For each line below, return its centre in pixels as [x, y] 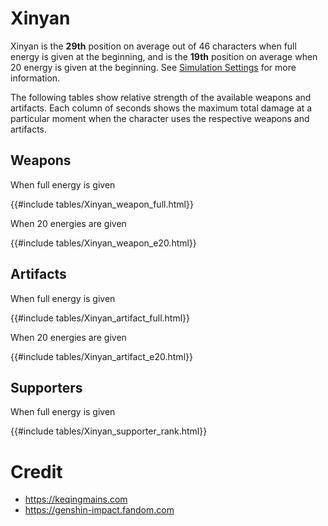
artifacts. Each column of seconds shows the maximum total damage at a [161, 108]
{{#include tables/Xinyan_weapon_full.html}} [102, 204]
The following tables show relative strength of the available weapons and [161, 97]
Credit [36, 471]
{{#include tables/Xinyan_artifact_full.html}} [100, 318]
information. [35, 78]
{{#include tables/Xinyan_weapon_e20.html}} [103, 243]
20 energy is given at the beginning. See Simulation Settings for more [153, 67]
